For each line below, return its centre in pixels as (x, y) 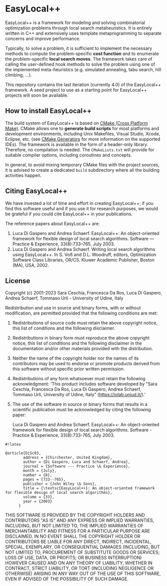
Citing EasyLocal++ (36, 191)
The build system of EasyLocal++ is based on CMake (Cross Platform (77, 123)
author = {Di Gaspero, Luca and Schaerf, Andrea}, (77, 462)
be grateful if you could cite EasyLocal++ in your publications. (69, 214)
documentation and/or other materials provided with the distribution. (83, 349)
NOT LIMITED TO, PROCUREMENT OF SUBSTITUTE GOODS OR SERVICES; (83, 552)
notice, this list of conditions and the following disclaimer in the (77, 343)
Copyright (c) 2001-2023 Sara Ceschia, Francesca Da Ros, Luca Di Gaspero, (84, 293)
